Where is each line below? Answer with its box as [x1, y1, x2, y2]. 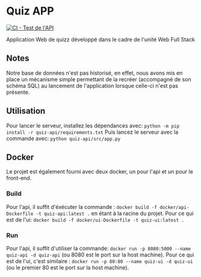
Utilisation [6, 106, 46, 116]
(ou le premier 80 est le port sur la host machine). [6, 264, 129, 271]
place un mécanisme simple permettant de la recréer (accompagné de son [6, 75, 191, 82]
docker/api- [159, 204, 190, 210]
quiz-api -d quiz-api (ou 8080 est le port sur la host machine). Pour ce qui [6, 251, 194, 258]
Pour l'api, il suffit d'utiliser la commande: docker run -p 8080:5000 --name [6, 244, 191, 252]
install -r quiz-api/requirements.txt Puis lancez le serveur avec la [6, 128, 179, 135]
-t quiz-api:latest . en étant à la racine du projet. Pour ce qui [36, 210, 194, 217]
